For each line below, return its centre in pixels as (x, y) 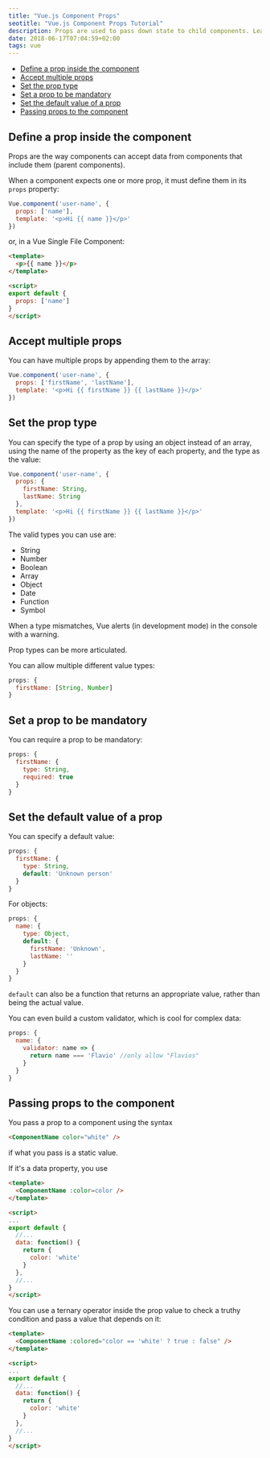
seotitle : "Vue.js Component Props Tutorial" (86, 23)
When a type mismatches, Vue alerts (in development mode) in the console (133, 625)
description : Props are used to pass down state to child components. (129, 31)
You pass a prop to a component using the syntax (90, 1123)
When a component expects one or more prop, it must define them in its (127, 180)
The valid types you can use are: (62, 534)
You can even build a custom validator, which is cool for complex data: (125, 1018)
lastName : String (52, 496)
